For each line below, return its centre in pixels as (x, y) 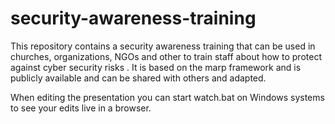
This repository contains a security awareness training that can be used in (163, 46)
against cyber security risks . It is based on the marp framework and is (156, 67)
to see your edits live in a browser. (81, 108)
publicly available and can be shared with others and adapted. (138, 78)
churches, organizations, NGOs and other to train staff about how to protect (166, 56)
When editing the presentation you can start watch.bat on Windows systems (167, 97)
